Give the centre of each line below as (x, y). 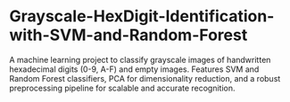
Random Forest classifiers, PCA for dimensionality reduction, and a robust (145, 78)
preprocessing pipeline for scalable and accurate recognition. (122, 88)
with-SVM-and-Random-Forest (128, 35)
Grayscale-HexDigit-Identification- (142, 16)
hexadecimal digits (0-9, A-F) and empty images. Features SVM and (134, 69)
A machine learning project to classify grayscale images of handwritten (140, 59)
